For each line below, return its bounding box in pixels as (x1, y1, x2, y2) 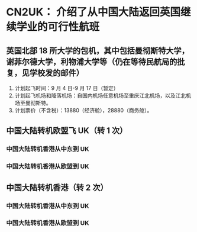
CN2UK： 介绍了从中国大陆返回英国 (6, 5, 180, 19)
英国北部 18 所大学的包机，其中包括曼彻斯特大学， (6, 46, 189, 56)
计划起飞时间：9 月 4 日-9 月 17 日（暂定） (14, 85, 119, 92)
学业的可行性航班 (17, 20, 100, 34)
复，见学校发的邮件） (6, 67, 84, 78)
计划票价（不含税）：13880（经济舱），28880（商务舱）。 (14, 107, 153, 114)
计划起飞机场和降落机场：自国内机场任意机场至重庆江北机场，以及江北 (14, 92, 186, 99)
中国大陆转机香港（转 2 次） (6, 182, 108, 192)
